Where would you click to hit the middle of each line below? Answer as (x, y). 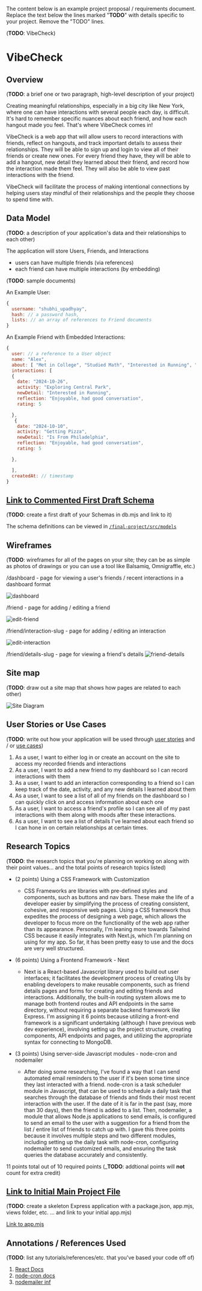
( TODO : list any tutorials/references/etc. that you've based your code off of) (100, 1258)
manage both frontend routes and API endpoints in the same (99, 1003)
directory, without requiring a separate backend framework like (102, 1010)
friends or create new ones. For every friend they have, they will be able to (99, 156)
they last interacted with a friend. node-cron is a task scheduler (103, 1084)
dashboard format (29, 584)
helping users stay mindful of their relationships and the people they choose (100, 193)
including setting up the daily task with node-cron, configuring (101, 1142)
